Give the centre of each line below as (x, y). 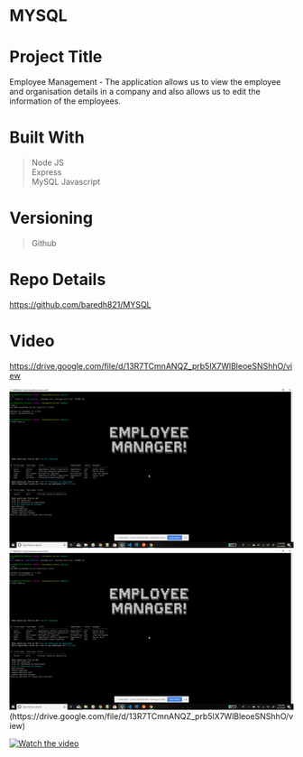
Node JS (48, 162)
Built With (47, 138)
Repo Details (58, 280)
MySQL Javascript (66, 182)
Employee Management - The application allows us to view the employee (145, 82)
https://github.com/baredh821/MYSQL (80, 304)
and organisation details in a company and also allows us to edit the (135, 92)
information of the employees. (65, 101)
